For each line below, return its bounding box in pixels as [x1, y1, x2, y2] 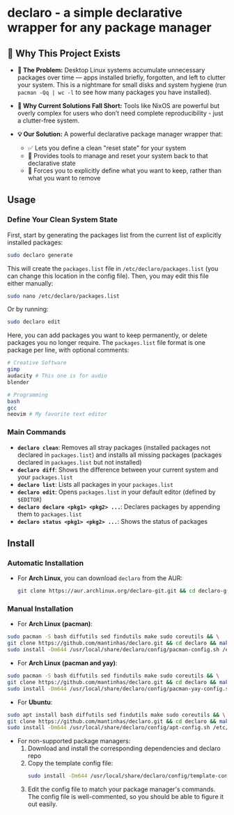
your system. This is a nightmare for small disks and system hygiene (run [17, 81, 227, 88]
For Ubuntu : [17, 698, 53, 706]
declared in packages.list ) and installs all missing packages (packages [17, 451, 222, 459]
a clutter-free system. [17, 116, 80, 125]
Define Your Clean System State [7, 215, 118, 224]
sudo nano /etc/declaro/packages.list [7, 293, 120, 300]
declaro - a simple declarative [7, 5, 182, 21]
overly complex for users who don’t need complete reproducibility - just [17, 109, 224, 117]
